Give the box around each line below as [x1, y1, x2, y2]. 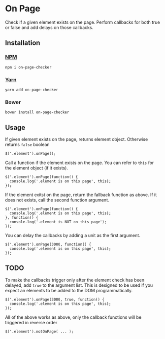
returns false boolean [5, 141, 50, 148]
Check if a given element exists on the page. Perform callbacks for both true [5, 19, 160, 25]
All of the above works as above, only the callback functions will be [5, 314, 142, 320]
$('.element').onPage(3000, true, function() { [5, 297, 105, 302]
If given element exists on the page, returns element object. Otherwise [5, 136, 148, 142]
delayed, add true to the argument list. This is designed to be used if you [5, 282, 153, 288]
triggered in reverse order [5, 319, 58, 325]
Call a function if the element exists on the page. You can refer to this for [5, 160, 154, 166]
